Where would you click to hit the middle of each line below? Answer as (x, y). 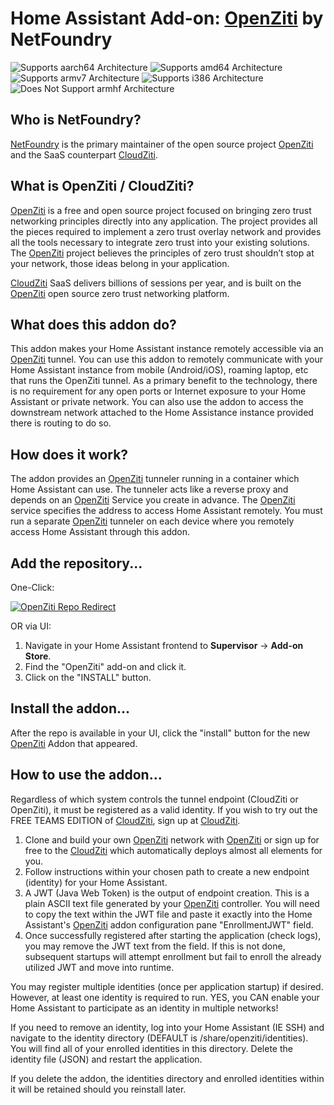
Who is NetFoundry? (76, 120)
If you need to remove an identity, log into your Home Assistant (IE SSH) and (167, 1027)
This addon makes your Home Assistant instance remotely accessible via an (167, 349)
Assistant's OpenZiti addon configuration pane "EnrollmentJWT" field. (169, 924)
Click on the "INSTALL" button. (88, 677)
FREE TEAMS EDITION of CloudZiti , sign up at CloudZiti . (125, 820)
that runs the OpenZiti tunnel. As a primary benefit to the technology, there (164, 381)
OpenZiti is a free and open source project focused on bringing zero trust (161, 210)
